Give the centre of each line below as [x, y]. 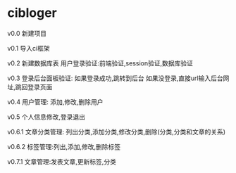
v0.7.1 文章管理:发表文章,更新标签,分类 [62, 161]
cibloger [32, 13]
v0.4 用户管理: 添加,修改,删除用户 [55, 102]
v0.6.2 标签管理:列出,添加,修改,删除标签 [64, 146]
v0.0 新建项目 [27, 33]
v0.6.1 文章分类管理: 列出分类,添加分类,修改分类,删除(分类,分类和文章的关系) [117, 132]
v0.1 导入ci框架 [29, 48]
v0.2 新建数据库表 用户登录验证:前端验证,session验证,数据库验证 [100, 63]
